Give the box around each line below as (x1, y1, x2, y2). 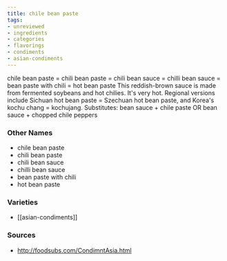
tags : (7, 17, 23, 23)
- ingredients (7, 29, 48, 37)
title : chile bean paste (7, 10, 79, 17)
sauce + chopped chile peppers (7, 110, 98, 119)
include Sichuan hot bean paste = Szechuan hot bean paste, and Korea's (7, 96, 215, 104)
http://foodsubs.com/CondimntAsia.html (17, 246, 132, 254)
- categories (7, 36, 45, 43)
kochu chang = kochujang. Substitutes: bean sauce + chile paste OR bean (7, 103, 217, 111)
